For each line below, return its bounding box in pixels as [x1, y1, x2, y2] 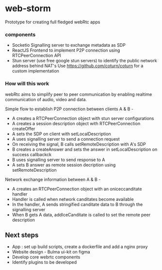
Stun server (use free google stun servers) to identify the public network [12, 58, 157, 64]
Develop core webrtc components [12, 254, 81, 260]
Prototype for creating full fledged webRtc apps [5, 19, 100, 25]
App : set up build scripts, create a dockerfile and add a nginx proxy [12, 244, 148, 250]
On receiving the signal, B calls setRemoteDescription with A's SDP [12, 141, 146, 147]
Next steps [5, 231, 39, 239]
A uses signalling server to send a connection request [12, 136, 120, 142]
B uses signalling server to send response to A [12, 157, 105, 162]
